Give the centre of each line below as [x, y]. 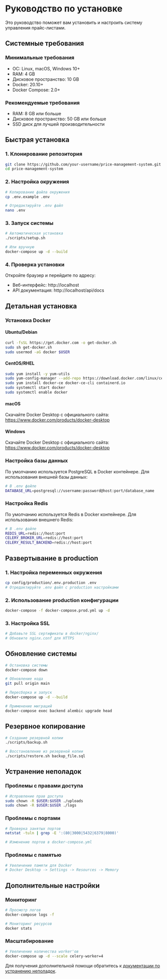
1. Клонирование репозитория [44, 154]
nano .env [15, 210]
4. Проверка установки [35, 264]
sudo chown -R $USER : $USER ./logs [41, 805]
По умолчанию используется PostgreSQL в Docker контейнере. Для [77, 471]
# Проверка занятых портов [33, 828]
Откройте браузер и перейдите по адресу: [50, 275]
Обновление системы [41, 654]
